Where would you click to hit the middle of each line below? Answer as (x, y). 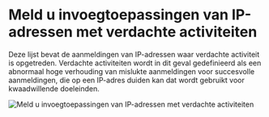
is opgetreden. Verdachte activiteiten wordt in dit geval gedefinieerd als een (135, 63)
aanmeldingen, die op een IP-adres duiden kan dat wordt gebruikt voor (126, 80)
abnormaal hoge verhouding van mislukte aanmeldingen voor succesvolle (132, 71)
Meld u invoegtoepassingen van (119, 15)
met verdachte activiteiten (167, 32)
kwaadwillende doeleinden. (54, 88)
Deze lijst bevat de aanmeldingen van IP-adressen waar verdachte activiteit (134, 54)
